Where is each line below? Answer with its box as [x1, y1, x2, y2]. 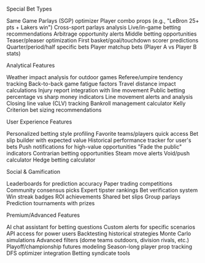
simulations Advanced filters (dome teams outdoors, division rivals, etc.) [6, 237, 189, 243]
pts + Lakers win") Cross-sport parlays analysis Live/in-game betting [6, 24, 181, 31]
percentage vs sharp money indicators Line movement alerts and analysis [6, 93, 193, 100]
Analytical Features [6, 61, 55, 69]
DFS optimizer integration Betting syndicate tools [6, 249, 131, 257]
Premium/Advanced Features [6, 211, 80, 219]
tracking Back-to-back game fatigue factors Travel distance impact [6, 80, 176, 87]
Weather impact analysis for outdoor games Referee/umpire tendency [6, 74, 183, 80]
